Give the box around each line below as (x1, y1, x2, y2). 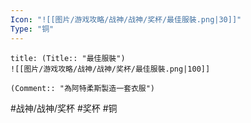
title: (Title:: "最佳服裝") (10, 53, 126, 63)
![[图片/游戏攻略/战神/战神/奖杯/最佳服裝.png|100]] (10, 64, 211, 74)
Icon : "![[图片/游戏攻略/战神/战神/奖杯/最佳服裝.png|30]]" (10, 14, 242, 25)
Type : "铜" (10, 24, 55, 34)
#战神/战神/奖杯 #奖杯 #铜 (10, 102, 118, 114)
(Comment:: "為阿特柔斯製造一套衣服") (10, 83, 156, 93)
